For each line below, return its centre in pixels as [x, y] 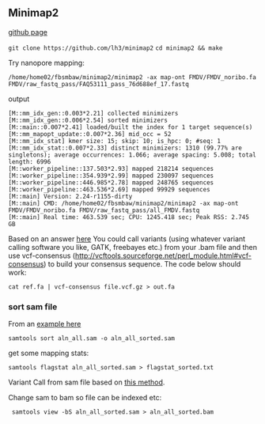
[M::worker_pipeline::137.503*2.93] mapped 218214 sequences [111, 168]
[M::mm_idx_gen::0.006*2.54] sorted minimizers [88, 120]
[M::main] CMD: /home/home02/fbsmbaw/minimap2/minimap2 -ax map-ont [123, 203]
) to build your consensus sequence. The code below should [142, 263]
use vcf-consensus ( [42, 256]
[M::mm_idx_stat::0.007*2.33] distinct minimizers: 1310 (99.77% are [125, 148]
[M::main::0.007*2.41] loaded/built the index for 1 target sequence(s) [131, 127]
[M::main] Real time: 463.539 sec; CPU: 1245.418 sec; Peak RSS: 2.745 [129, 217]
